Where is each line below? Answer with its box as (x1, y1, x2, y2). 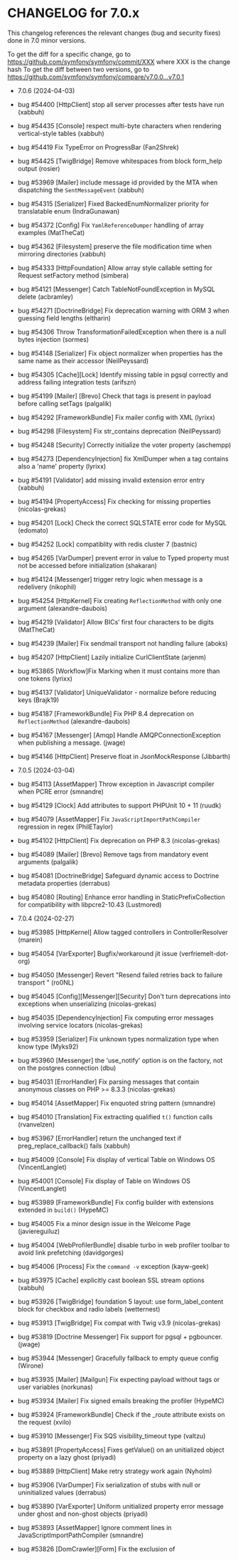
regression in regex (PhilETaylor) (17, 822, 114, 831)
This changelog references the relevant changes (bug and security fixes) (7, 28, 221, 37)
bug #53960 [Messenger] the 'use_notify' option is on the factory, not (17, 1056, 223, 1064)
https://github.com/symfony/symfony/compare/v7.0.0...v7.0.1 (7, 73, 185, 81)
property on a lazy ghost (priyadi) (17, 1452, 117, 1461)
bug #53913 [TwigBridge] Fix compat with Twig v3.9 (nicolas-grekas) (17, 1319, 221, 1327)
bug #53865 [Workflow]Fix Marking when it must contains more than (17, 666, 220, 675)
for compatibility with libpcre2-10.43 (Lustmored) (17, 900, 162, 909)
